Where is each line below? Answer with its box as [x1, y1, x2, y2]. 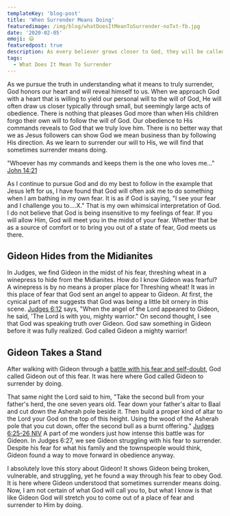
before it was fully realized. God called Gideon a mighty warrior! [7, 327, 188, 335]
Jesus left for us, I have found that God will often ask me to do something [7, 187, 214, 195]
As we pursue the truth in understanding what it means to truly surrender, [7, 80, 214, 88]
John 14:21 [7, 166, 38, 174]
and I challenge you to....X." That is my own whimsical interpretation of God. [7, 201, 221, 209]
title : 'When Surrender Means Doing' [7, 16, 115, 23]
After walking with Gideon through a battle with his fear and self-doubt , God [7, 365, 221, 373]
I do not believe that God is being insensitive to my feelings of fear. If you [7, 209, 213, 217]
